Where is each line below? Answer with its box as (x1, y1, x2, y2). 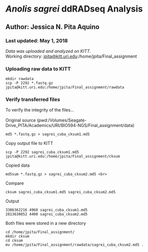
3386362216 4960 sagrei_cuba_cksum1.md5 (5, 207, 88, 213)
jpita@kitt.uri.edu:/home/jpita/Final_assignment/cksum (5, 154, 120, 159)
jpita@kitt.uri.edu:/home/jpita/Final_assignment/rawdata (5, 85, 124, 90)
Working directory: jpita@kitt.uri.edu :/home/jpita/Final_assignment (5, 53, 137, 59)
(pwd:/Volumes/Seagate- (37, 117, 87, 123)
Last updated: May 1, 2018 (5, 37, 68, 44)
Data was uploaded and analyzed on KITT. (5, 48, 91, 54)
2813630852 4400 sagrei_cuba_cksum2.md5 (5, 212, 88, 217)
